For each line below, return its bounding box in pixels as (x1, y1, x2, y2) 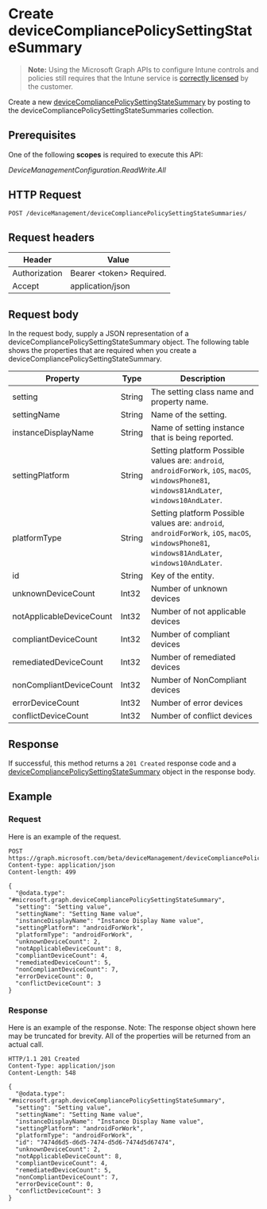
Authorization (12, 268, 63, 279)
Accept (12, 281, 40, 292)
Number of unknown (150, 583, 228, 595)
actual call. (8, 1039, 44, 1049)
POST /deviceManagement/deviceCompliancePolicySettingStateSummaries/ (8, 209, 247, 217)
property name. (150, 397, 209, 408)
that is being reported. (150, 432, 234, 444)
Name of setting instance (150, 422, 245, 433)
